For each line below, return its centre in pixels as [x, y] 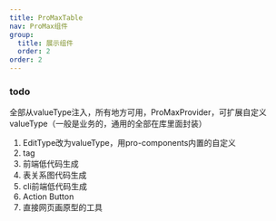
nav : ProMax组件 [39, 26]
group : [22, 34]
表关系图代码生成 [54, 175]
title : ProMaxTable [46, 18]
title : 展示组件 [46, 43]
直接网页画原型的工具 [62, 207]
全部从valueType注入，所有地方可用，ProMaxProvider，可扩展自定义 [138, 112]
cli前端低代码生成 [55, 187]
